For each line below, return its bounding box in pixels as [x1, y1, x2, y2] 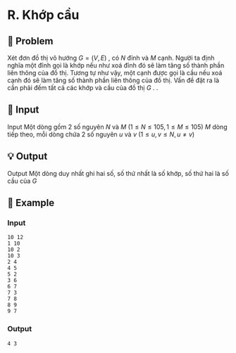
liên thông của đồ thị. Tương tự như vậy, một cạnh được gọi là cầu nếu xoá [7, 69, 223, 77]
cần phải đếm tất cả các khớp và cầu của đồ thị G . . [7, 84, 159, 91]
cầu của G [7, 176, 37, 185]
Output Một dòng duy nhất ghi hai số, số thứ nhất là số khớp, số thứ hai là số [7, 169, 229, 177]
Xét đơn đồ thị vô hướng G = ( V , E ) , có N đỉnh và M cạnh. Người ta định [7, 53, 215, 62]
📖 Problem [7, 35, 54, 47]
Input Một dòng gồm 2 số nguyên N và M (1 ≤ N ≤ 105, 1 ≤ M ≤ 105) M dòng [7, 122, 228, 131]
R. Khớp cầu [7, 7, 80, 23]
